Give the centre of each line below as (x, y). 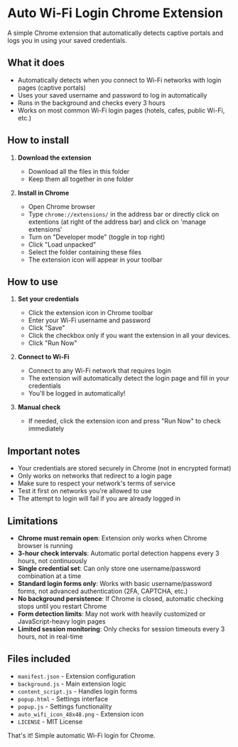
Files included (39, 659)
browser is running (45, 546)
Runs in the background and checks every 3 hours (91, 103)
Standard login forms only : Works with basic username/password (115, 583)
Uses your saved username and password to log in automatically (112, 95)
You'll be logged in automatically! (77, 393)
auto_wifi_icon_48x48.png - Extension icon (81, 713)
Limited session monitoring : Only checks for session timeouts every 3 (121, 629)
